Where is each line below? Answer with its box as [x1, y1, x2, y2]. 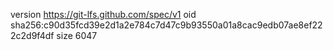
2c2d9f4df [10, 30, 55, 41]
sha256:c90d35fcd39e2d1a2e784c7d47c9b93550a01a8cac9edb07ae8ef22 [10, 19, 323, 31]
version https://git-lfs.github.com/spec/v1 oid [10, 9, 197, 20]
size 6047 [56, 30, 98, 41]
